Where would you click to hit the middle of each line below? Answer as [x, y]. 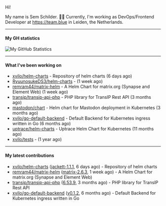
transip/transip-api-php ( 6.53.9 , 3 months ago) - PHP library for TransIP [85, 182]
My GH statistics [23, 38]
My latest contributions [30, 155]
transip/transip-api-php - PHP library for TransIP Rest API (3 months [82, 97]
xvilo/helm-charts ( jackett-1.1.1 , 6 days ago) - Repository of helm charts [84, 166]
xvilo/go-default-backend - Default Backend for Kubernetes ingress [81, 118]
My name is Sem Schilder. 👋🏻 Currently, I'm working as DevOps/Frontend [80, 17]
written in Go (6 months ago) [41, 124]
